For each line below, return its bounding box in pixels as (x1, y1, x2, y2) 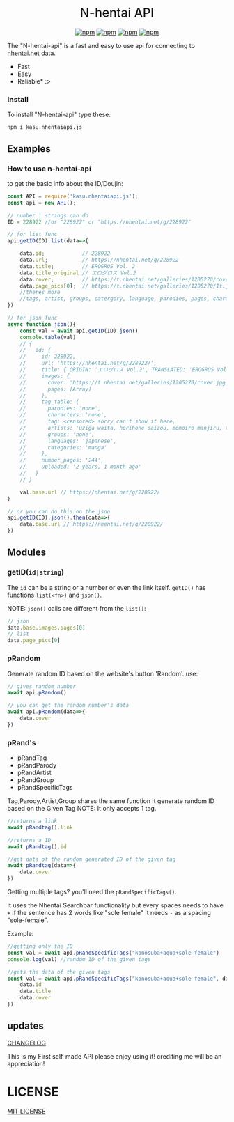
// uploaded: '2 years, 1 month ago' (19, 463, 141, 471)
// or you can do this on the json (7, 508, 111, 515)
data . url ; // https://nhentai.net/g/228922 (19, 256, 179, 264)
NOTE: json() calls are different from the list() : (7, 604, 146, 612)
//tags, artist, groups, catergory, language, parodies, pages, (19, 295, 210, 302)
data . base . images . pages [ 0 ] (7, 624, 86, 631)
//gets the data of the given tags (7, 968, 111, 976)
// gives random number (7, 683, 77, 690)
